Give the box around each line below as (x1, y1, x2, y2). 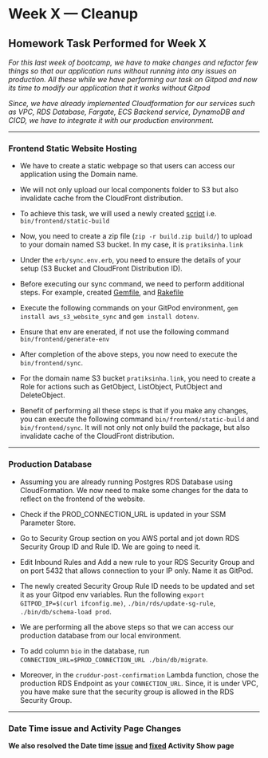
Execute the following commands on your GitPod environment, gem (19, 303, 238, 313)
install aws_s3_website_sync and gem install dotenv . (19, 312, 199, 322)
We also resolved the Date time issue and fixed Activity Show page (8, 740, 235, 750)
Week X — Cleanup (8, 5, 138, 23)
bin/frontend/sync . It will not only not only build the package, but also (19, 423, 250, 432)
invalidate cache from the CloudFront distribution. (19, 193, 183, 203)
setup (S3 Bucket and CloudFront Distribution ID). (19, 264, 183, 274)
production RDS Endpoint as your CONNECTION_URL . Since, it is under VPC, (19, 678, 259, 688)
